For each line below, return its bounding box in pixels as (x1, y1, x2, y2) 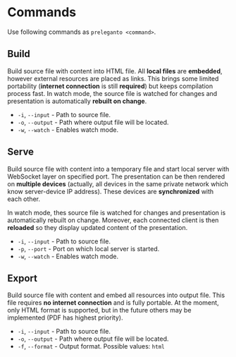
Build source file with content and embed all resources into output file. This (7, 291, 225, 300)
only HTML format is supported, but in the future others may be (7, 306, 192, 315)
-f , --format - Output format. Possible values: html (17, 342, 165, 351)
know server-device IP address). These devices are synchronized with (7, 187, 214, 195)
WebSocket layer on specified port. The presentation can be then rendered (7, 172, 225, 181)
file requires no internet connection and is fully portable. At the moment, (7, 298, 220, 307)
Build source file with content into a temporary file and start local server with (7, 164, 230, 173)
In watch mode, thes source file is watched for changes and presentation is (7, 208, 226, 217)
